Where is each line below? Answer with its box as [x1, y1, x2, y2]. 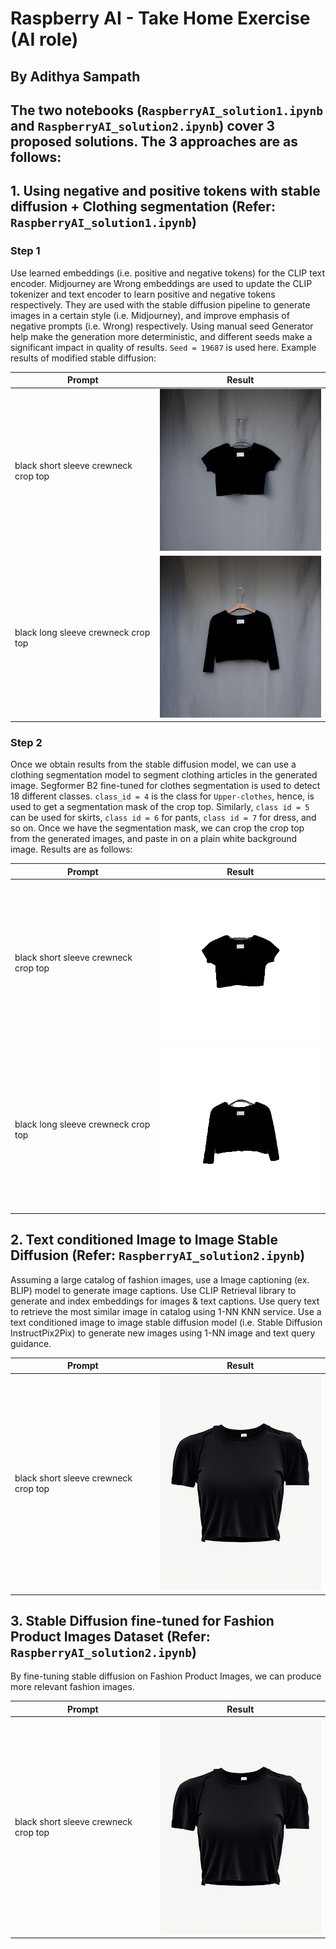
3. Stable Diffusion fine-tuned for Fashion [10, 1613, 275, 1630]
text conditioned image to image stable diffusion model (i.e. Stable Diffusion [10, 1316, 323, 1328]
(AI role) [10, 28, 79, 51]
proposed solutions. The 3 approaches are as [10, 133, 299, 150]
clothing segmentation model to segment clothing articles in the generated [10, 769, 318, 781]
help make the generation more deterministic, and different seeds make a [10, 330, 313, 342]
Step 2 [10, 736, 43, 750]
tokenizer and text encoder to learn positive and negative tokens [10, 288, 276, 300]
